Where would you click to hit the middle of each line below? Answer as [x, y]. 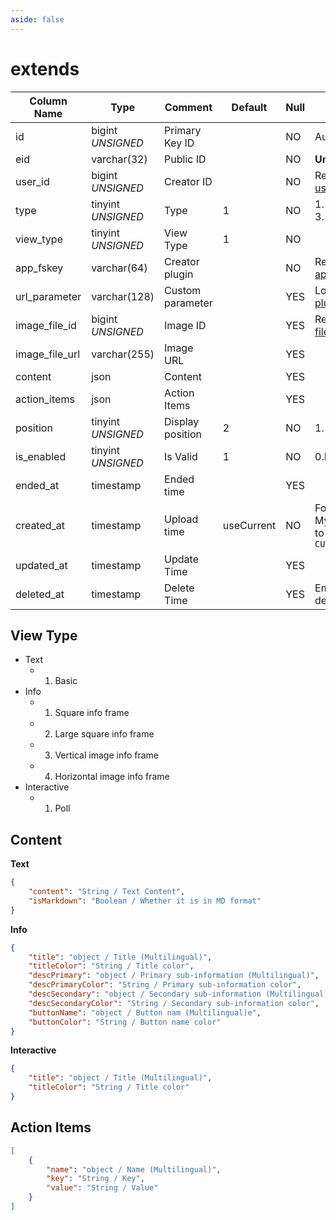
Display [182, 421]
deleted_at [40, 594]
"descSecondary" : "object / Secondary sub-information [145, 994]
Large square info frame [104, 734]
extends [45, 68]
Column [48, 101]
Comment [188, 107]
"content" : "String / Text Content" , [107, 892]
